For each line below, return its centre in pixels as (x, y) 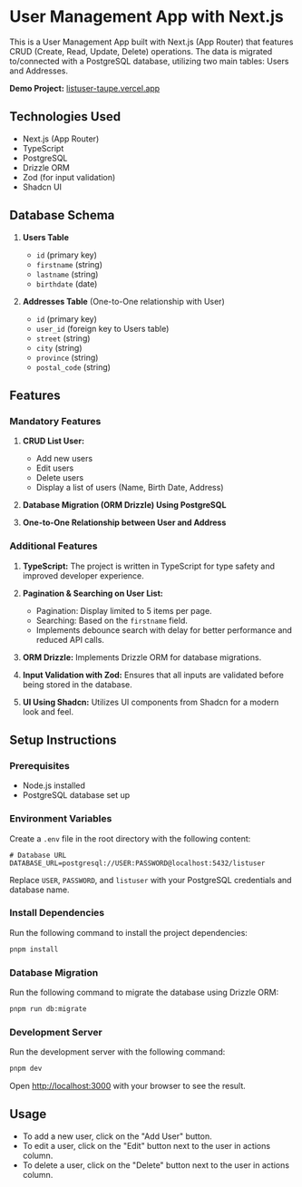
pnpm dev (26, 1069)
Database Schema (62, 215)
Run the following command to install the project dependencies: (128, 932)
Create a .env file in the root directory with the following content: (130, 838)
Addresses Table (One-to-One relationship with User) (123, 301)
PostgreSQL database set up (76, 795)
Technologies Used (65, 117)
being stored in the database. (78, 684)
